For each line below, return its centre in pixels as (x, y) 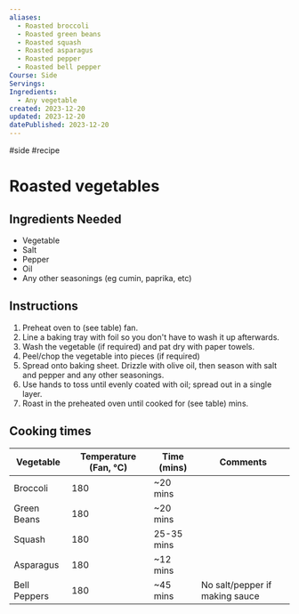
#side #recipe (35, 150)
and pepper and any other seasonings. (93, 375)
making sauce (230, 595)
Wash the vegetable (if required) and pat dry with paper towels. (138, 346)
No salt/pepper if (236, 585)
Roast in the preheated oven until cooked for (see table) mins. (135, 403)
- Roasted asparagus (55, 51)
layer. (32, 393)
